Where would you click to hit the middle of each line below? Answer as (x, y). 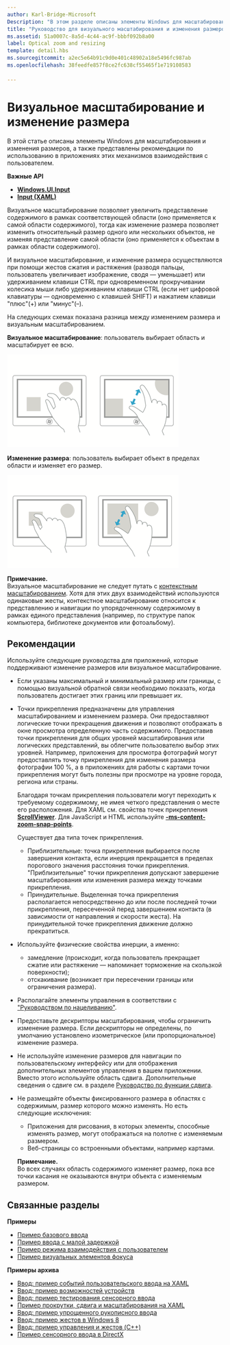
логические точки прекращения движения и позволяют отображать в (119, 724)
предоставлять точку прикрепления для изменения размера (106, 760)
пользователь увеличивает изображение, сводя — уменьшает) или (106, 274)
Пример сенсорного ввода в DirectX (70, 1335)
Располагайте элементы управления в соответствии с (97, 1000)
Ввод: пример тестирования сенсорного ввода (86, 1298)
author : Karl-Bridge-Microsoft (52, 14)
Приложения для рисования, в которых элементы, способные (118, 1127)
